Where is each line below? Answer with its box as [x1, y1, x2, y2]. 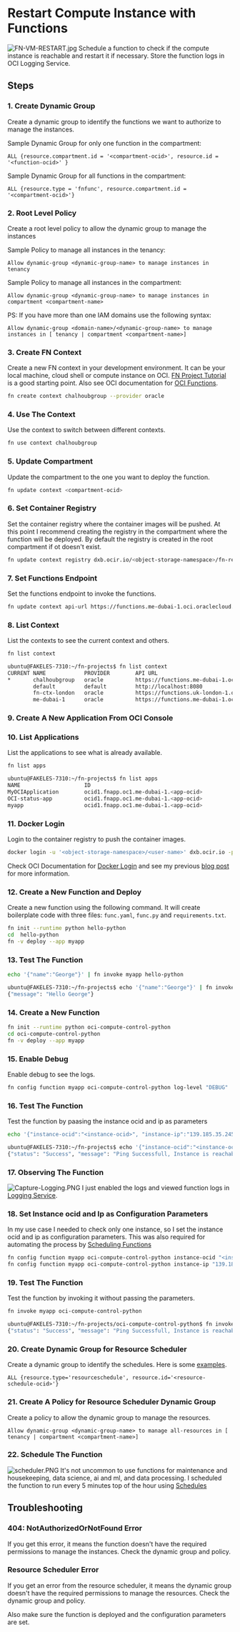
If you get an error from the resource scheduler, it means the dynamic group [7, 1581, 232, 1590]
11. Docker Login [7, 818, 66, 828]
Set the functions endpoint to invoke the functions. [7, 589, 156, 598]
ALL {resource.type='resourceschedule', [7, 1374, 130, 1381]
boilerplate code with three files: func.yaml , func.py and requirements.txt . [7, 911, 226, 919]
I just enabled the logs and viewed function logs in [81, 1183, 230, 1192]
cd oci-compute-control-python [7, 1030, 101, 1037]
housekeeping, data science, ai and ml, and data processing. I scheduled [7, 1473, 222, 1482]
